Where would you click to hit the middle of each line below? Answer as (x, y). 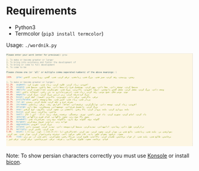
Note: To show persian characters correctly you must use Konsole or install (98, 156)
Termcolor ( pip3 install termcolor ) (59, 33)
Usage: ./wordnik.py (32, 45)
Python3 (25, 27)
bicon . (14, 162)
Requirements (41, 11)
